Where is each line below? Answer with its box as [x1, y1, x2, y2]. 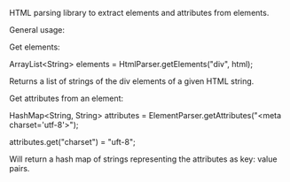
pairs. [9, 163, 30, 173]
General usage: [9, 25, 65, 34]
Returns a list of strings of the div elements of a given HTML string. [9, 76, 255, 87]
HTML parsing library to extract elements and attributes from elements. [9, 8, 270, 18]
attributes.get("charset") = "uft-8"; [9, 137, 136, 147]
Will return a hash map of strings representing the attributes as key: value [9, 154, 278, 164]
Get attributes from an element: [9, 93, 124, 103]
